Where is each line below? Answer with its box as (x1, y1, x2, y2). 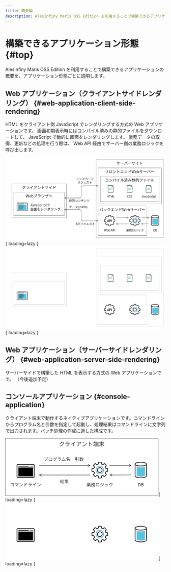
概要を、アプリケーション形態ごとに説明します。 (5, 73, 108, 79)
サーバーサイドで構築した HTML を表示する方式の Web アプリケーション (5, 369, 157, 376)
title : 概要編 (5, 8, 33, 13)
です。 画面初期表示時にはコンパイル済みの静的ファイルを (22, 128, 145, 134)
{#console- (93, 392, 130, 401)
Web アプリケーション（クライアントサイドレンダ (5, 89, 162, 98)
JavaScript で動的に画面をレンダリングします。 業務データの (28, 134, 156, 140)
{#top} (5, 49, 34, 61)
